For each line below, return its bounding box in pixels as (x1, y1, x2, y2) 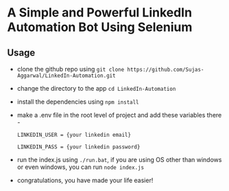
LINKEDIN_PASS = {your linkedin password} (16, 144, 141, 150)
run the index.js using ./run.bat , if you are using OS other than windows (16, 156, 222, 164)
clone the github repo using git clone (16, 65, 125, 73)
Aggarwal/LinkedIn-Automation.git (16, 72, 116, 79)
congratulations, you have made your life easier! (16, 177, 154, 184)
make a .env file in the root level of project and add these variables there (16, 111, 222, 119)
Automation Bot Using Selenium (7, 19, 193, 35)
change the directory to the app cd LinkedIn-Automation (16, 85, 176, 92)
